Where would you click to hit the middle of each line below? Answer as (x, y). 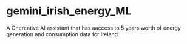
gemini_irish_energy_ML (69, 11)
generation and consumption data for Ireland (62, 34)
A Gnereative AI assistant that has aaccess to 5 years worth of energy (93, 28)
